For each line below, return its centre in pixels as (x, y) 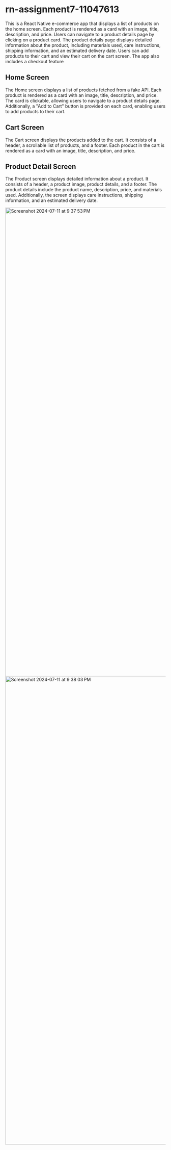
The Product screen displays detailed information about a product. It (77, 179)
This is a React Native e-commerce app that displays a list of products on (82, 23)
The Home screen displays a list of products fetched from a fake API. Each (83, 90)
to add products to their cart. (35, 111)
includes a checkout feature (35, 61)
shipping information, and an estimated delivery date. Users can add (77, 50)
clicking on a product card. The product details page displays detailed (79, 40)
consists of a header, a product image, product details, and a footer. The (81, 184)
